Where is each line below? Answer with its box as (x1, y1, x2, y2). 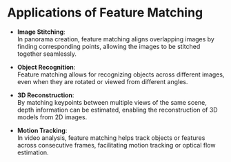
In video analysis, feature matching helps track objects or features (17, 133, 205, 142)
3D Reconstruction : (17, 91, 74, 99)
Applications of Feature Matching (7, 5, 203, 21)
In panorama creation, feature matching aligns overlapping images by (17, 34, 215, 43)
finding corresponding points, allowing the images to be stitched (17, 42, 201, 50)
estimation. (17, 148, 50, 156)
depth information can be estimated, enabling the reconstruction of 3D (17, 105, 219, 114)
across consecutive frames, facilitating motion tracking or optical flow (17, 141, 216, 149)
